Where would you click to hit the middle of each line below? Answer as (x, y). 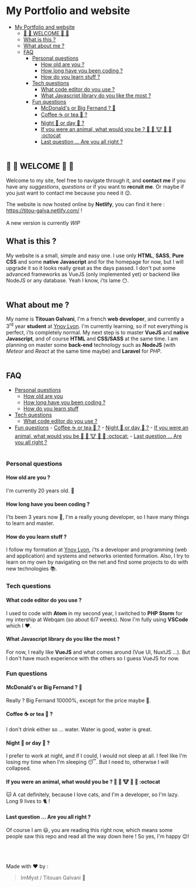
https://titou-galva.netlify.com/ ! (44, 210)
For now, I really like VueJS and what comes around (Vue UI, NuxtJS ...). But (98, 652)
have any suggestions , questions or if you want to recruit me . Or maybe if (95, 186)
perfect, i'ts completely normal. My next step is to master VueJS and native (97, 333)
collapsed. (18, 768)
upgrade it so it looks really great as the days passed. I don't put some (91, 268)
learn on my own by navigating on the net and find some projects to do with (97, 562)
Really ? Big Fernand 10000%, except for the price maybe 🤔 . (78, 700)
